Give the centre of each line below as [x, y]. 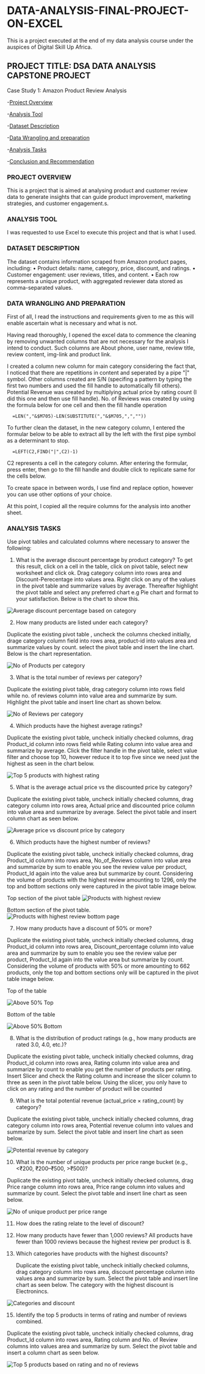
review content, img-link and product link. [59, 354]
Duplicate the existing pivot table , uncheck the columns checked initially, [99, 635]
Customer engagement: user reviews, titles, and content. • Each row [93, 275]
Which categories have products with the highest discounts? [92, 1254]
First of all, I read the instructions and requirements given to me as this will [100, 316]
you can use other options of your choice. [59, 494]
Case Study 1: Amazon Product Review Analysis [67, 90]
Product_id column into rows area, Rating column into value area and [93, 1063]
